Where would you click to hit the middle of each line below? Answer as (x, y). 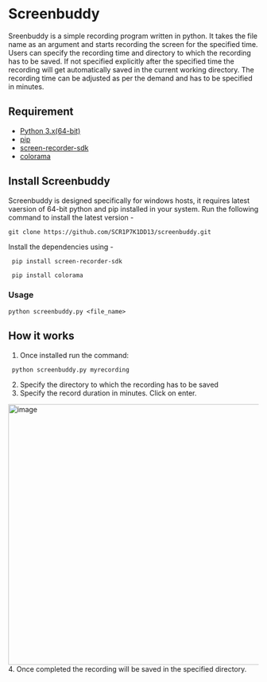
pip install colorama (47, 275)
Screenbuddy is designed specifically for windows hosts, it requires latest (129, 201)
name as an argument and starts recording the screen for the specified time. (133, 44)
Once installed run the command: (74, 355)
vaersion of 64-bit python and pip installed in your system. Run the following (133, 208)
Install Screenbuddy (59, 181)
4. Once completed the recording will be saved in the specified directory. (128, 668)
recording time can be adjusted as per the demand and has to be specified (130, 78)
